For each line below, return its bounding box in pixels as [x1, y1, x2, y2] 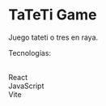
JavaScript [8, 81, 45, 91]
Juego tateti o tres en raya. [8, 32, 99, 42]
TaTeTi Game [8, 6, 97, 24]
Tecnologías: [8, 48, 51, 57]
